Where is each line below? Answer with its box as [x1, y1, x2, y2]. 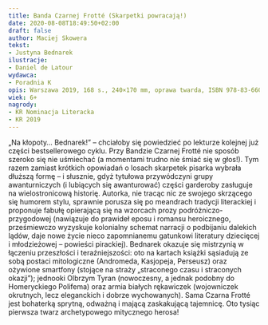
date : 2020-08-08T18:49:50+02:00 [8, 19, 120, 27]
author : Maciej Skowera [8, 34, 88, 42]
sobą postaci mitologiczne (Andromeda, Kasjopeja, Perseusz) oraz [8, 256, 227, 266]
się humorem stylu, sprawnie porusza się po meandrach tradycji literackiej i [8, 196, 257, 206]
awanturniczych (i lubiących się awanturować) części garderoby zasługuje [8, 180, 253, 189]
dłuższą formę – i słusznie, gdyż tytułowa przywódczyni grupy [8, 171, 214, 180]
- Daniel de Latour [8, 64, 73, 72]
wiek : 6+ [8, 93, 37, 101]
